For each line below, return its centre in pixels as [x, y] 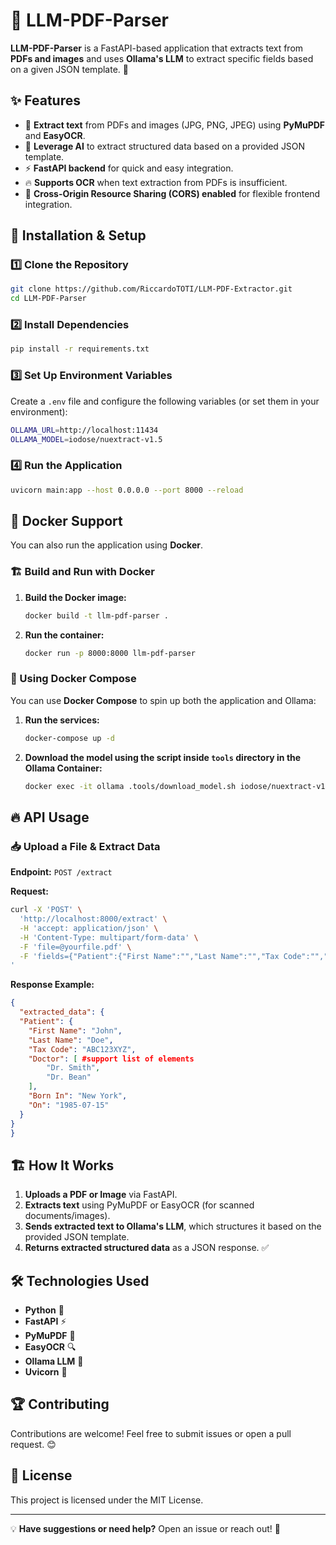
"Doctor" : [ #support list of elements [111, 1059]
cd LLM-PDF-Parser [48, 299]
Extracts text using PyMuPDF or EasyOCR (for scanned [139, 1205]
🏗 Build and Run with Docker [82, 572]
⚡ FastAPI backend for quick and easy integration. [129, 168]
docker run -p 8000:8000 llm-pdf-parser [110, 653]
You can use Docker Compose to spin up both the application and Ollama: [163, 700]
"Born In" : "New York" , [78, 1096]
